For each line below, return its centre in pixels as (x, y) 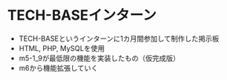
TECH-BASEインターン (82, 15)
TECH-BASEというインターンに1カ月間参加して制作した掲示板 (119, 38)
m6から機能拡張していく (59, 67)
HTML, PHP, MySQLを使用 (62, 48)
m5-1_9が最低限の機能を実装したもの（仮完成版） (99, 58)
